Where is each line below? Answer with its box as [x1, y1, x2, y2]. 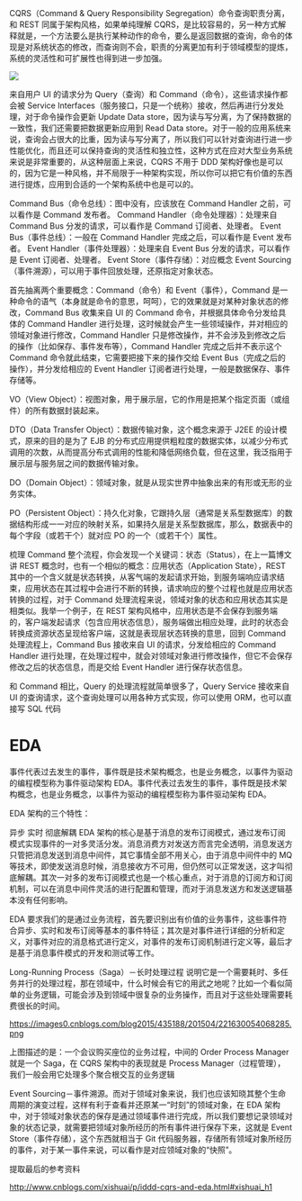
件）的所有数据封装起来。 [9, 405, 104, 416]
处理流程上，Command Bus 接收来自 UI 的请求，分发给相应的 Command [9, 639, 277, 650]
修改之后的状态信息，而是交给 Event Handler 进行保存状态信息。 [9, 662, 247, 673]
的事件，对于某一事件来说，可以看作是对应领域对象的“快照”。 [9, 1144, 237, 1155]
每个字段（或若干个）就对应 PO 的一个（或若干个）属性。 [9, 530, 222, 540]
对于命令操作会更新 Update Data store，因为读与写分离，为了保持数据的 [24, 112, 292, 122]
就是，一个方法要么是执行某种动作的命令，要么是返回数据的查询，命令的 [16, 31, 285, 41]
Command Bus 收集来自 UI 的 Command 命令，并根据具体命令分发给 [24, 307, 279, 318]
